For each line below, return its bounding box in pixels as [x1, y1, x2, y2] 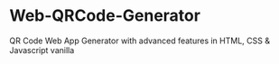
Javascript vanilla [9, 44, 75, 55]
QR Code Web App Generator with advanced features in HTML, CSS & [9, 35, 271, 46]
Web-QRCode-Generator [9, 5, 201, 26]
